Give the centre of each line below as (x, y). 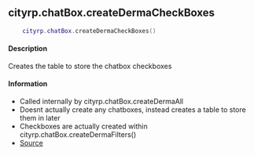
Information (28, 84)
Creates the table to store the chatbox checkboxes (90, 66)
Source (31, 143)
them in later (40, 118)
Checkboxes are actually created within (83, 126)
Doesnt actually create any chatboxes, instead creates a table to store (133, 110)
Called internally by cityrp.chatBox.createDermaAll (101, 102)
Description (28, 49)
